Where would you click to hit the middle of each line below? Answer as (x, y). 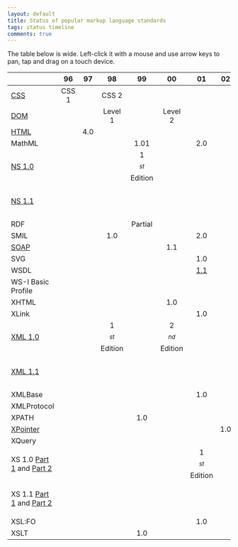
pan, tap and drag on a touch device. (61, 62)
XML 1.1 (25, 372)
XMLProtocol (33, 406)
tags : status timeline (41, 27)
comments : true (30, 34)
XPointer (25, 429)
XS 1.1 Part (30, 494)
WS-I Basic (30, 282)
